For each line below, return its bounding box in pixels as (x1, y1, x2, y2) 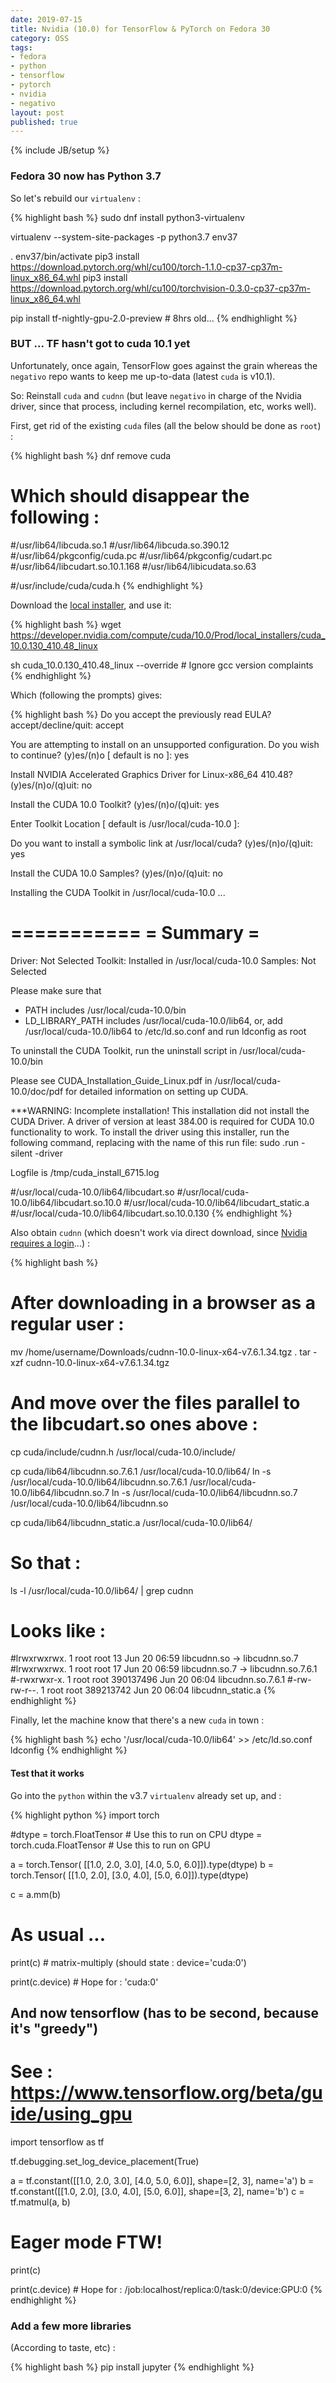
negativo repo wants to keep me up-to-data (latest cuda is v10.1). (10, 370, 276, 382)
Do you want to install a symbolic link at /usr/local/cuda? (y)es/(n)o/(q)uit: (10, 837, 313, 849)
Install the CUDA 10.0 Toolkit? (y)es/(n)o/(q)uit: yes (10, 798, 220, 810)
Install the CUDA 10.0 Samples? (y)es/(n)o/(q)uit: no (10, 867, 223, 879)
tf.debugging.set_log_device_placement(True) (10, 2155, 200, 2167)
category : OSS (10, 33, 70, 43)
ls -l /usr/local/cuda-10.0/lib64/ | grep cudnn (10, 1584, 194, 1596)
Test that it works (10, 1767, 85, 1780)
